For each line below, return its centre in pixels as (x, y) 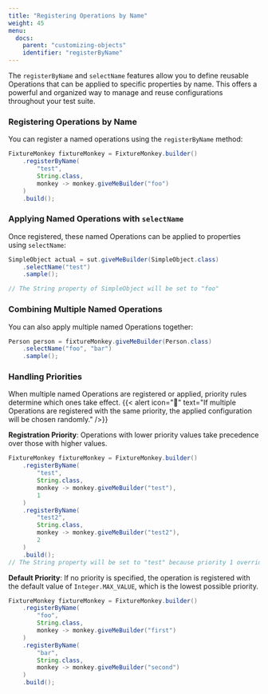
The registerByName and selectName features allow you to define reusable (128, 76)
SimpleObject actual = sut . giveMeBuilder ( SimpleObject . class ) (114, 259)
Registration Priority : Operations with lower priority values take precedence (134, 435)
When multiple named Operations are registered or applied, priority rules (128, 394)
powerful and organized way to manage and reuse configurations (116, 92)
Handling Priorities (45, 377)
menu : (17, 30)
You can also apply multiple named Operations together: (101, 327)
